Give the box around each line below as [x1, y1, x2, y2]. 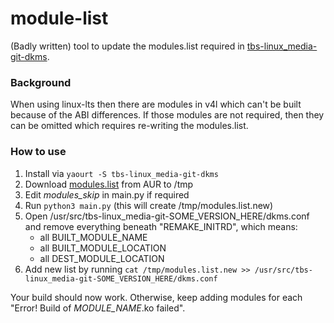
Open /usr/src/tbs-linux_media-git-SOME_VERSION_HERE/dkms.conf [24, 210, 310, 222]
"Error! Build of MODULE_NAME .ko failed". [10, 302, 186, 314]
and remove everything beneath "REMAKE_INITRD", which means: [24, 220, 298, 232]
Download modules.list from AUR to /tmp [24, 178, 194, 190]
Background [10, 75, 72, 89]
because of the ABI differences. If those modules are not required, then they [10, 109, 325, 121]
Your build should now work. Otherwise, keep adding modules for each [10, 291, 303, 303]
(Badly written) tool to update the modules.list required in [10, 40, 245, 52]
